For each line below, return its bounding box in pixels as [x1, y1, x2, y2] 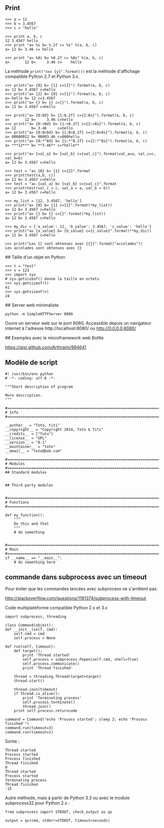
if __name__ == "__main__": [5, 555, 62, 560]
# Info [5, 410, 19, 415]
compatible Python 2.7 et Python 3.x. [5, 73, 80, 79]
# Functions [5, 500, 29, 505]
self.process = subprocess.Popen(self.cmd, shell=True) [22, 657, 139, 662]
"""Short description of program [5, 384, 73, 389]
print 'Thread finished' [22, 666, 73, 671]
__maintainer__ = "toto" [5, 444, 56, 449]
